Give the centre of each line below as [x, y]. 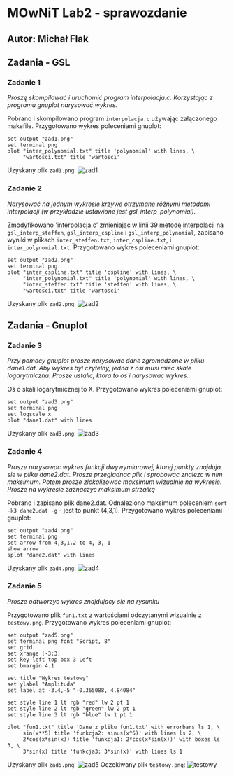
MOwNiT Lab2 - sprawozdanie [97, 13]
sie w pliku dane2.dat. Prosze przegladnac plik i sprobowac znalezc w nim [115, 474]
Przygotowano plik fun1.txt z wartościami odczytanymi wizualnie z [104, 615]
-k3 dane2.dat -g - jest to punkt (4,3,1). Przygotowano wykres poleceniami [115, 510]
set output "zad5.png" [40, 635]
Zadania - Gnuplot [47, 325]
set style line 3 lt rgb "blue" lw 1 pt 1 [70, 715]
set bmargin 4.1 [31, 666]
